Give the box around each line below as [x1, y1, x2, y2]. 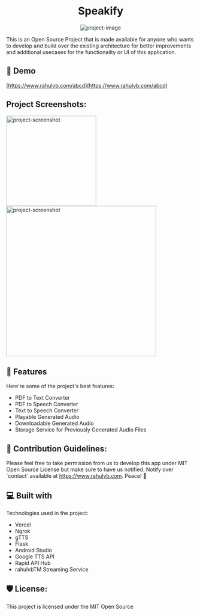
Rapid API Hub [14, 560, 51, 566]
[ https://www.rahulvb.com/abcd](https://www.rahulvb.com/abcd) [6, 82, 168, 89]
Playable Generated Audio [14, 413, 80, 421]
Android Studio [14, 547, 52, 553]
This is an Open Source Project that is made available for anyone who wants [6, 35, 194, 43]
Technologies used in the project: [6, 510, 89, 516]
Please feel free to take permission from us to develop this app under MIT [6, 460, 188, 467]
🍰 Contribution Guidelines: [6, 444, 107, 454]
